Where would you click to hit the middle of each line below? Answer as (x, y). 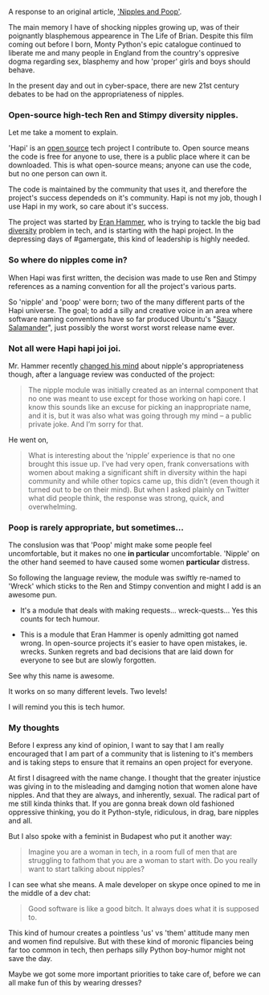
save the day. (31, 959)
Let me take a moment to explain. (63, 133)
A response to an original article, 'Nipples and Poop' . (95, 12)
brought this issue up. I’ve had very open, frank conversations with (139, 464)
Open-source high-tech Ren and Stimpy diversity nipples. (123, 114)
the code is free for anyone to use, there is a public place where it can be (129, 157)
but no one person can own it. (58, 174)
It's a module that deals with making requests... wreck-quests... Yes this (139, 610)
